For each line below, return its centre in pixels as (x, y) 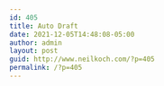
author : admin (36, 43)
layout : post (34, 51)
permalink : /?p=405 (46, 68)
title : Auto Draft (44, 26)
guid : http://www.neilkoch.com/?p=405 (82, 59)
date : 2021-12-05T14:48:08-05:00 (72, 34)
